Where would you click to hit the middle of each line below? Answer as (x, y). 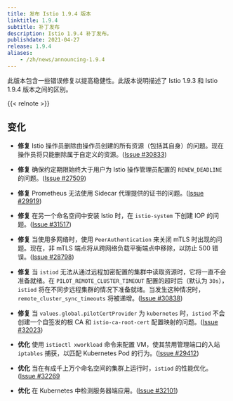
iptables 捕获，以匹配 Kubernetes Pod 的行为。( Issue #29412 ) (108, 353)
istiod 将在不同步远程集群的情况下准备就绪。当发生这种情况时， (111, 289)
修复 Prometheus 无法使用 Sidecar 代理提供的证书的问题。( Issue (111, 193)
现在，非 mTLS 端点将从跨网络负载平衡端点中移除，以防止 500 (120, 248)
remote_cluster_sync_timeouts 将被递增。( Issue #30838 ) (100, 298)
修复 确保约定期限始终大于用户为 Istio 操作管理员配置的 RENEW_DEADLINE (120, 169)
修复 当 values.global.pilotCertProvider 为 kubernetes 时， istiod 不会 (121, 313)
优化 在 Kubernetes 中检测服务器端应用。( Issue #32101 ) (98, 390)
